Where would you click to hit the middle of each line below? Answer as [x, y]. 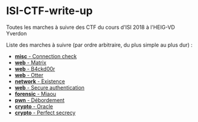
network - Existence [40, 81]
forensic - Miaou [35, 94]
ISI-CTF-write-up [49, 11]
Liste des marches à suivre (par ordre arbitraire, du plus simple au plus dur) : [100, 45]
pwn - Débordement [40, 100]
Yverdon [17, 33]
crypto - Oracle [34, 106]
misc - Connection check [46, 56]
